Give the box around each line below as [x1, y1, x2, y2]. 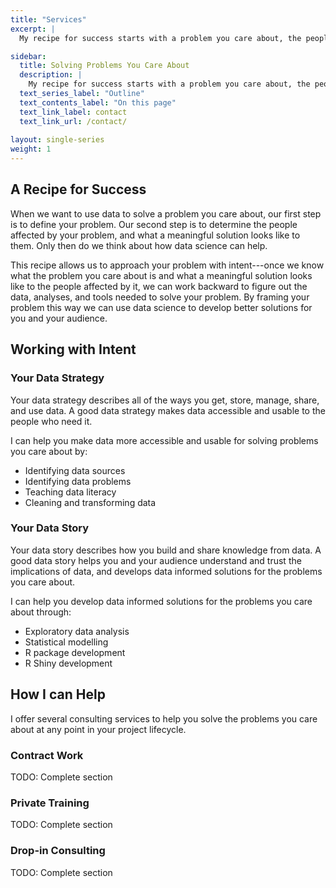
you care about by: [10, 445, 88, 457]
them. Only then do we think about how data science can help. [10, 239, 268, 251]
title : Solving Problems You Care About [19, 61, 190, 71]
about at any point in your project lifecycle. [10, 723, 187, 735]
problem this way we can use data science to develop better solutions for [10, 301, 313, 313]
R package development [24, 646, 126, 658]
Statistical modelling [24, 636, 109, 648]
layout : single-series [10, 135, 105, 145]
